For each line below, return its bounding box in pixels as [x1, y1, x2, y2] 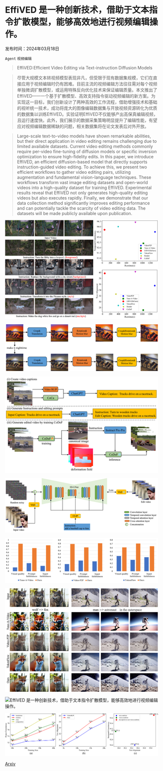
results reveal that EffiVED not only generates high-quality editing [16, 190, 148, 196]
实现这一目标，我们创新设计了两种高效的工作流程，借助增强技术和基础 [16, 99, 158, 105]
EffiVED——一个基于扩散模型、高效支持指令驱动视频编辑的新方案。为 [16, 93, 156, 99]
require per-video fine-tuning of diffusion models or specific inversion [16, 149, 157, 154]
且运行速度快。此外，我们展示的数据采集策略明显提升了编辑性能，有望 [16, 117, 158, 123]
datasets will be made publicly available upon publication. [16, 210, 132, 216]
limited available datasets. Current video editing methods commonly [16, 143, 153, 149]
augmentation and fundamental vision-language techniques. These [16, 174, 151, 180]
